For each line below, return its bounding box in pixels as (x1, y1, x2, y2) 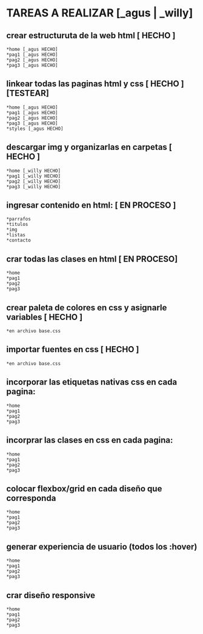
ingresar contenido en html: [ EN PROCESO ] (6, 200, 176, 211)
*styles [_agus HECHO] (6, 125, 64, 132)
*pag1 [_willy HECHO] (6, 173, 61, 179)
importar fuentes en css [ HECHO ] (6, 344, 139, 355)
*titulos (6, 222, 28, 228)
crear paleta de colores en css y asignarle (6, 302, 167, 313)
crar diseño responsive (6, 590, 96, 601)
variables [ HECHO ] (6, 312, 83, 322)
